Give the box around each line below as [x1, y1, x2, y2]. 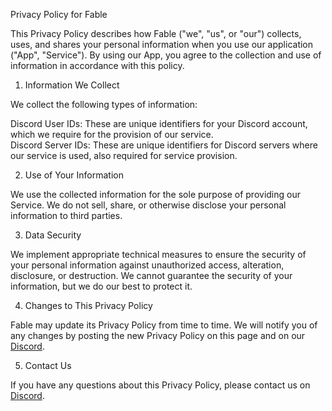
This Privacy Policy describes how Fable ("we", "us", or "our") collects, [10, 28, 302, 39]
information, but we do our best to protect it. [10, 280, 193, 292]
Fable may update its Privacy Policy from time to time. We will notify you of [10, 319, 318, 331]
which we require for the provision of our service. [10, 129, 214, 140]
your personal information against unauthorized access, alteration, [10, 259, 285, 271]
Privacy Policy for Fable [10, 9, 108, 20]
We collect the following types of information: [10, 99, 198, 110]
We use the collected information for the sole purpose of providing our [10, 189, 301, 200]
